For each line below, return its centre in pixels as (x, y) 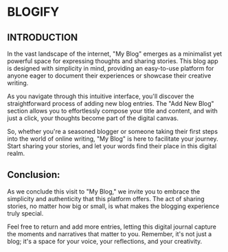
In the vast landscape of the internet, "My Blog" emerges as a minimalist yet (115, 54)
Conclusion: (34, 175)
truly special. (25, 213)
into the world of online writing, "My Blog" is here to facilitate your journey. (113, 139)
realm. (16, 153)
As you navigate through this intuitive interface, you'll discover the (101, 96)
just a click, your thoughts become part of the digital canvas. (93, 118)
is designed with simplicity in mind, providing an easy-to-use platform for (111, 68)
